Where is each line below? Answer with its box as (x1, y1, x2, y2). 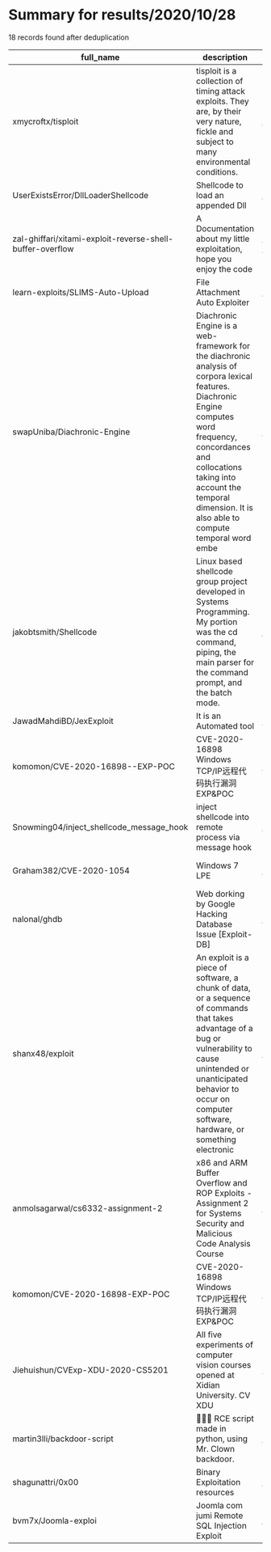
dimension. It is (196, 501, 254, 513)
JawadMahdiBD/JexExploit (12, 715, 115, 726)
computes (196, 411, 235, 422)
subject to (196, 136, 234, 147)
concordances (196, 441, 252, 452)
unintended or (196, 1063, 250, 1074)
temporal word (196, 532, 252, 543)
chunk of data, (196, 982, 252, 993)
